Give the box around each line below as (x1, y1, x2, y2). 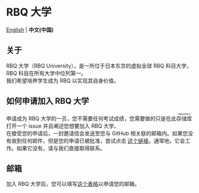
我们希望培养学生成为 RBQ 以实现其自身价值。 (6, 77, 119, 84)
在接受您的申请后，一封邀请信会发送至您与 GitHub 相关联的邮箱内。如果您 (6, 129, 188, 137)
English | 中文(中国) (6, 26, 54, 33)
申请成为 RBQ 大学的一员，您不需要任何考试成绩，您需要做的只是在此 (6, 115, 177, 122)
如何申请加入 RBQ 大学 (6, 96, 89, 106)
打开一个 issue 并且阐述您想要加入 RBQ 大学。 (6, 122, 120, 129)
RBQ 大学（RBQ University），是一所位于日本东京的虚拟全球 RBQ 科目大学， (6, 62, 192, 69)
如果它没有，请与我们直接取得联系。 (16, 144, 105, 151)
